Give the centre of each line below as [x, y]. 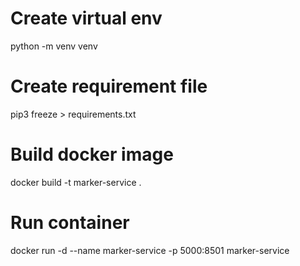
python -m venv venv [54, 46]
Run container [70, 223]
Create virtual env [86, 18]
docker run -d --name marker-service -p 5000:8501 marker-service [150, 250]
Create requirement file [109, 86]
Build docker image [92, 154]
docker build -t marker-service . [76, 182]
